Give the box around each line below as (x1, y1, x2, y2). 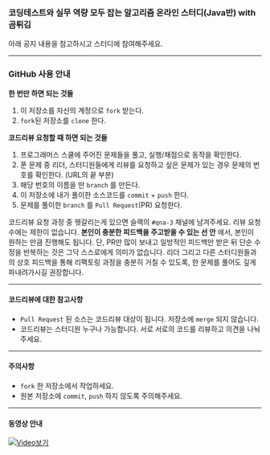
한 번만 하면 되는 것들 (8, 88, 74, 98)
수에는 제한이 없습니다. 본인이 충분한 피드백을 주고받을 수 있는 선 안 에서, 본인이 (8, 227, 255, 236)
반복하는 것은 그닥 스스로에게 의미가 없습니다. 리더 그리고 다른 (22, 247, 216, 256)
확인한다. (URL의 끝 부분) (35, 170, 114, 179)
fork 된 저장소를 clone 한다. (19, 115, 107, 125)
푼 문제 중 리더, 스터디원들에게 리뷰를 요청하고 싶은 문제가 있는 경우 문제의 (19, 159, 252, 170)
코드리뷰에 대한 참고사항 (8, 295, 84, 305)
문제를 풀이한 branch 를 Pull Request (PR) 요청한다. (19, 199, 183, 210)
